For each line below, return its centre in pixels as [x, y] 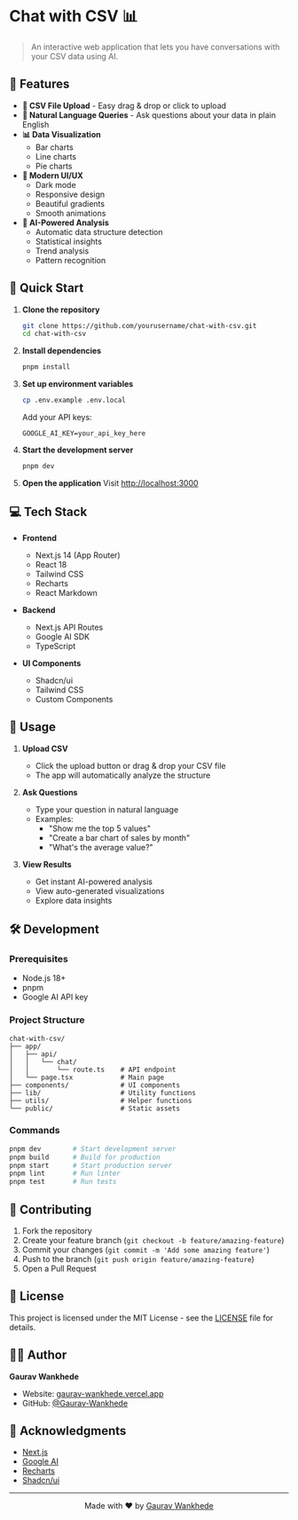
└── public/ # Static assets [94, 1109]
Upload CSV [45, 748]
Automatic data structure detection [99, 231]
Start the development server [78, 450]
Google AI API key [55, 997]
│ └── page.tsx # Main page [87, 1077]
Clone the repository [61, 309]
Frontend [39, 537]
